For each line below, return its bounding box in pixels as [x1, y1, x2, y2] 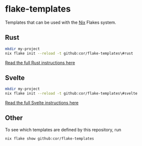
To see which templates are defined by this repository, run [5, 127, 122, 132]
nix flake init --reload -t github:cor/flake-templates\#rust [5, 51, 133, 56]
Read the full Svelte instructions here [5, 100, 79, 106]
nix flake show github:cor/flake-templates [5, 136, 95, 141]
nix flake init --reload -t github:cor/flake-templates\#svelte [5, 91, 138, 96]
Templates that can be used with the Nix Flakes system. [5, 19, 116, 25]
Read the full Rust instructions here [5, 60, 75, 65]
